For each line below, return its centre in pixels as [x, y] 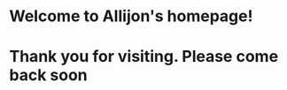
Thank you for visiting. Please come [144, 57]
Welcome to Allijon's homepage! [131, 16]
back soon [48, 75]
